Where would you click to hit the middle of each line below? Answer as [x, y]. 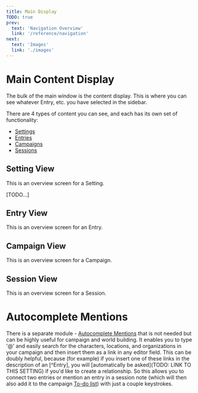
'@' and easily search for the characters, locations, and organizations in [94, 346]
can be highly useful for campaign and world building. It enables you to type [99, 339]
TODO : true [20, 17]
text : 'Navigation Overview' [47, 28]
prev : [13, 22]
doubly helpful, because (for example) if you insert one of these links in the [98, 358]
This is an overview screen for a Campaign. [59, 260]
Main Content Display [60, 79]
